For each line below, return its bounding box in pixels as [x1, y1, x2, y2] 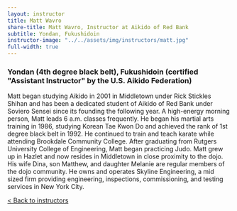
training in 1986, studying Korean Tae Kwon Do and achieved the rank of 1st [7, 122, 228, 131]
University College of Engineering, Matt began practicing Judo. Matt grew [7, 145, 224, 153]
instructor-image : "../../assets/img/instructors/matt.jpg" [7, 37, 189, 44]
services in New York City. [7, 183, 84, 191]
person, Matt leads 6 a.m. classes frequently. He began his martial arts [7, 114, 214, 123]
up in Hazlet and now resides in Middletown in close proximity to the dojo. [7, 152, 224, 161]
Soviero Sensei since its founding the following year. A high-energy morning [7, 107, 231, 116]
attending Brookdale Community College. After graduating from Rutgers [7, 137, 217, 146]
